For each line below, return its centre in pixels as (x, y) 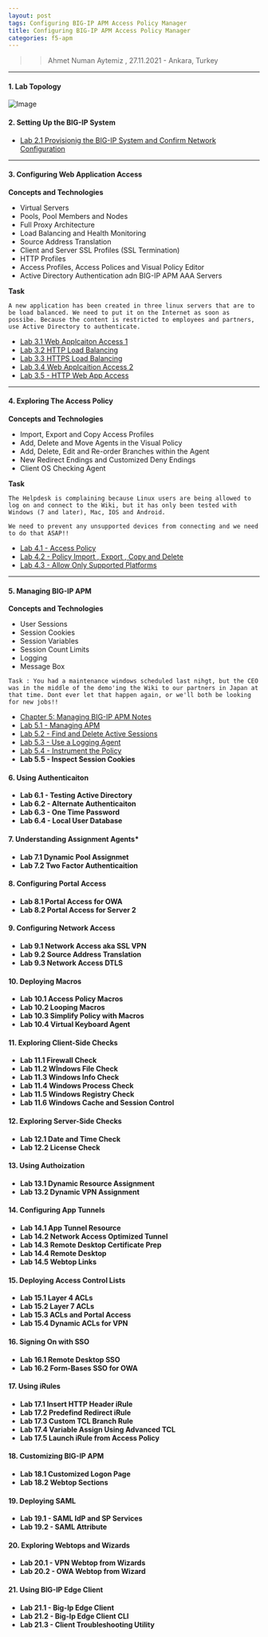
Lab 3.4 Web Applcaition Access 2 (77, 367)
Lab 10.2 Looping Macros (62, 1008)
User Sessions (43, 624)
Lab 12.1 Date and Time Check (70, 1139)
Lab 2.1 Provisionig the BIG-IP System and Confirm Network (118, 140)
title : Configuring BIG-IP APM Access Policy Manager (100, 30)
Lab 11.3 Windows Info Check (69, 1077)
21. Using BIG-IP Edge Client (56, 1589)
